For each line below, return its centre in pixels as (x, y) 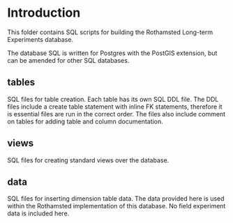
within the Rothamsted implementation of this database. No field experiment (116, 206)
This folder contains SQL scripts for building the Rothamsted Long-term (110, 32)
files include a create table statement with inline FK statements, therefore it (115, 107)
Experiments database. (40, 39)
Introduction (44, 13)
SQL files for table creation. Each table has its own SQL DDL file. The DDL (113, 99)
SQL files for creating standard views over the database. (88, 160)
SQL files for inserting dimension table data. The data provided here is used (116, 199)
